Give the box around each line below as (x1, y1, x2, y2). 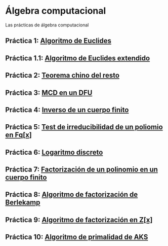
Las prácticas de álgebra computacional (5, 22, 89, 28)
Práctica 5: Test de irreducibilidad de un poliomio (5, 123, 163, 131)
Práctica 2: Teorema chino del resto (5, 71, 120, 80)
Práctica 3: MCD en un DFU (5, 88, 93, 97)
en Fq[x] (5, 131, 32, 139)
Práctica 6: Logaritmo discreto (5, 148, 103, 157)
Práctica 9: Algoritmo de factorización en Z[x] (5, 216, 153, 224)
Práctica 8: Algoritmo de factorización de (5, 190, 138, 199)
